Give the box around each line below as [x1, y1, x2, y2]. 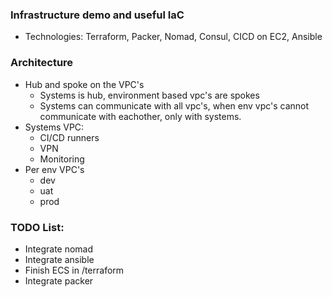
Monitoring [39, 153, 85, 165]
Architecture [10, 56, 74, 70]
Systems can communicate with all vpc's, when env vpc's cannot [39, 99, 310, 112]
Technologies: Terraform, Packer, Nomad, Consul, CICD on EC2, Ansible [24, 31, 323, 43]
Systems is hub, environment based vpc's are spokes [39, 89, 260, 101]
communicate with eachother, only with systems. [39, 110, 242, 122]
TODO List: [10, 220, 65, 234]
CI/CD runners [39, 131, 100, 143]
